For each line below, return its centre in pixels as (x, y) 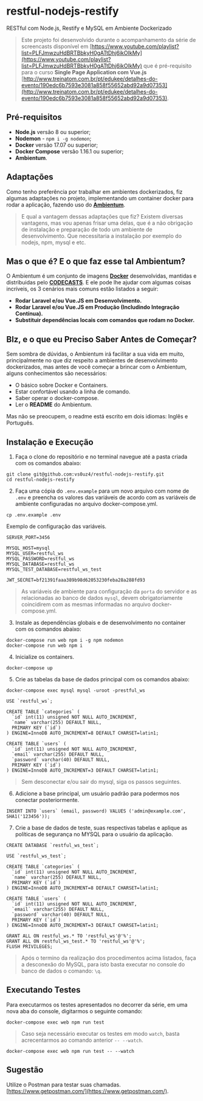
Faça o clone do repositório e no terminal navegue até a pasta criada (101, 457)
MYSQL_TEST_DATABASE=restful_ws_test (54, 569)
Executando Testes (43, 990)
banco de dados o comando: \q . (61, 971)
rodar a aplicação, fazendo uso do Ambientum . (66, 205)
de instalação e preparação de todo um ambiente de (87, 229)
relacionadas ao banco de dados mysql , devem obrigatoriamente (102, 598)
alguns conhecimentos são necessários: (57, 373)
